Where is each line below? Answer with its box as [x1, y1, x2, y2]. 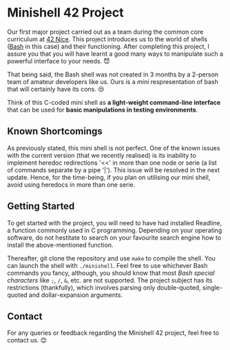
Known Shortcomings [7, 125, 103, 137]
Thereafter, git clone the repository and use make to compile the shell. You [7, 254, 216, 262]
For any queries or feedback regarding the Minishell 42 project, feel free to [7, 329, 219, 337]
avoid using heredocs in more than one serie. [7, 181, 136, 189]
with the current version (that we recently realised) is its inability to [7, 151, 196, 159]
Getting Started [7, 200, 75, 212]
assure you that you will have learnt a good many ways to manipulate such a [7, 50, 224, 58]
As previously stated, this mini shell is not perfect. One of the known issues [7, 143, 220, 152]
